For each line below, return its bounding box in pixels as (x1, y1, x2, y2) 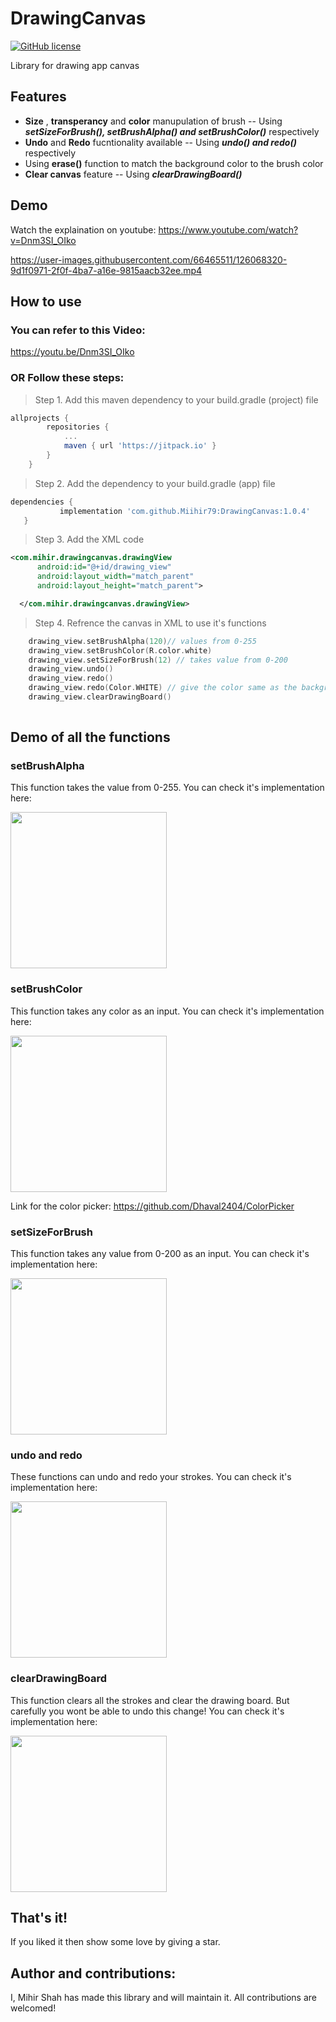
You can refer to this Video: (10, 323, 146, 337)
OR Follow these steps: (10, 371, 125, 385)
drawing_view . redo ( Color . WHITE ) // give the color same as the (28, 683, 298, 693)
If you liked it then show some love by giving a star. (10, 1936, 221, 1948)
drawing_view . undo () (28, 664, 114, 674)
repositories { (46, 422, 110, 432)
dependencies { (10, 497, 74, 507)
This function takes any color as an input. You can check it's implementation (10, 1005, 325, 1017)
